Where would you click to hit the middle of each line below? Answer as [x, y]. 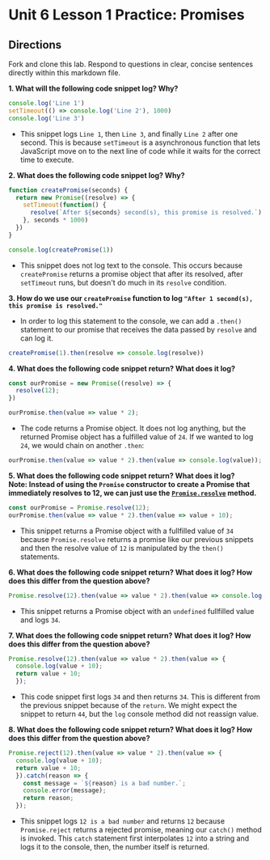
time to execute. [47, 159]
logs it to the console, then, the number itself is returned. [115, 847]
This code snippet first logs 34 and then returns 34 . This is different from [140, 697]
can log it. [37, 338]
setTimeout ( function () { [65, 205]
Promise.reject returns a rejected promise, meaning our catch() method [141, 830]
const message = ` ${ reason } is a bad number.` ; [104, 783]
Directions [35, 45]
